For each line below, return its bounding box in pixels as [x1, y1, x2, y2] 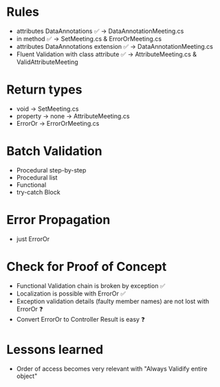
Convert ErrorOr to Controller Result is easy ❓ [16, 315, 145, 323]
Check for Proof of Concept [6, 258, 167, 274]
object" [16, 372, 38, 380]
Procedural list [16, 173, 58, 181]
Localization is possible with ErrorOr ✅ [16, 289, 126, 298]
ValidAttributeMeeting [16, 58, 78, 66]
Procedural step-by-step [16, 166, 87, 174]
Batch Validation [6, 144, 102, 159]
